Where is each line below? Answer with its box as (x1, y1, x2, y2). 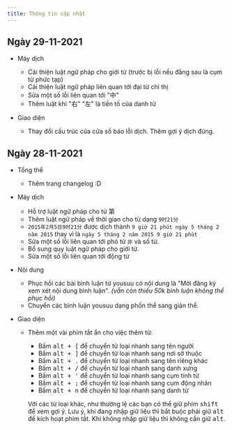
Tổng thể (17, 166, 43, 174)
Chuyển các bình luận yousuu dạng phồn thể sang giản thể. (27, 301, 199, 310)
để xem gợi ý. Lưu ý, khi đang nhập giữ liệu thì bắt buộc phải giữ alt (27, 407, 224, 415)
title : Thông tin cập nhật (7, 10, 86, 17)
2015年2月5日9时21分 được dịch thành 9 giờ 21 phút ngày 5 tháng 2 (27, 222, 219, 231)
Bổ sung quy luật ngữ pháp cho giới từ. (27, 245, 139, 253)
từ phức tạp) (27, 75, 64, 84)
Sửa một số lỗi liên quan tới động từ (27, 252, 130, 261)
